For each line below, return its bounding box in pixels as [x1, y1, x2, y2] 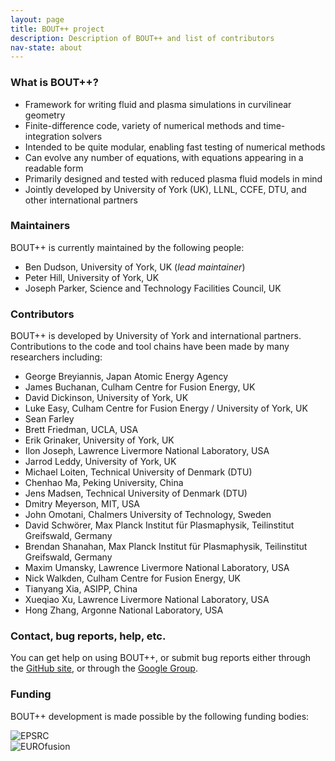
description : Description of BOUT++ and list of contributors [10, 33, 275, 43]
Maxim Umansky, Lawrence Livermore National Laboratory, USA [24, 562, 290, 574]
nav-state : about [10, 42, 83, 53]
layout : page [10, 14, 65, 25]
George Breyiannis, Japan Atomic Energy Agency [24, 371, 229, 383]
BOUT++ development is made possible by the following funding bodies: [10, 710, 310, 722]
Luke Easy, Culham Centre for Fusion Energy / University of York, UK [24, 402, 308, 415]
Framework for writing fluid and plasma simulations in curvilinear [24, 98, 292, 110]
